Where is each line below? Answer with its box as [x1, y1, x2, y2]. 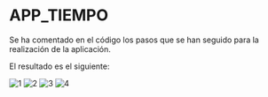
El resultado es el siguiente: [9, 61, 110, 71]
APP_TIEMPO [9, 5, 109, 26]
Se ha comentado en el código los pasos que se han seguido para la [9, 34, 259, 45]
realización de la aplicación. [9, 43, 111, 54]
